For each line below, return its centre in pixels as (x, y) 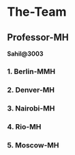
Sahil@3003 (25, 53)
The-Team (37, 12)
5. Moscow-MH (33, 145)
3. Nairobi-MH (31, 108)
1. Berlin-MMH (31, 71)
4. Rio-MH (24, 126)
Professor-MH (38, 37)
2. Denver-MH (31, 90)
